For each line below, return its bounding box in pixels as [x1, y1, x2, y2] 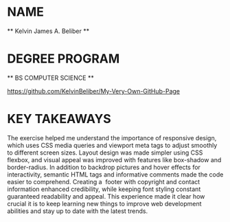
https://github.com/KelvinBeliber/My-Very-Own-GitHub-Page [7, 87, 181, 95]
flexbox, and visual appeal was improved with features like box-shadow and [7, 155, 222, 164]
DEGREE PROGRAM [7, 51, 120, 67]
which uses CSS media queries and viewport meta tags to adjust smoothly [7, 141, 218, 149]
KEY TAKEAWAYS [7, 111, 111, 127]
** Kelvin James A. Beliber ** [7, 27, 90, 35]
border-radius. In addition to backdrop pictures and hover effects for [7, 163, 201, 171]
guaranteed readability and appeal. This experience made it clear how [7, 192, 205, 200]
